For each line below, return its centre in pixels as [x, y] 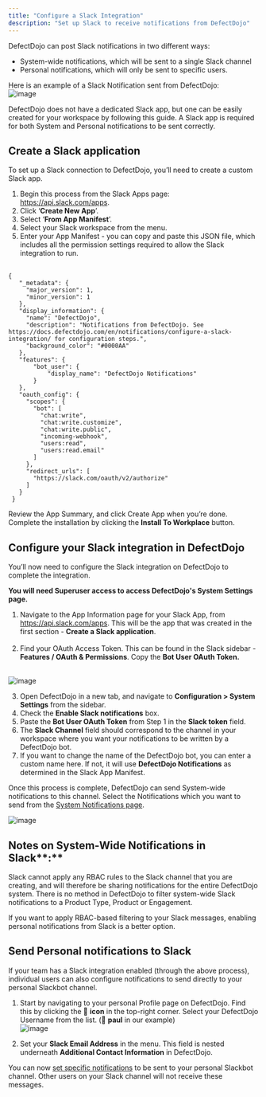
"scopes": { [46, 402]
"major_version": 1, [60, 290]
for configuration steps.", [101, 339]
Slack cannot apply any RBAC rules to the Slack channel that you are [120, 876]
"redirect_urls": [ [58, 472]
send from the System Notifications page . [76, 805]
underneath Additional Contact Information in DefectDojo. [116, 1052]
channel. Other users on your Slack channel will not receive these [116, 1075]
